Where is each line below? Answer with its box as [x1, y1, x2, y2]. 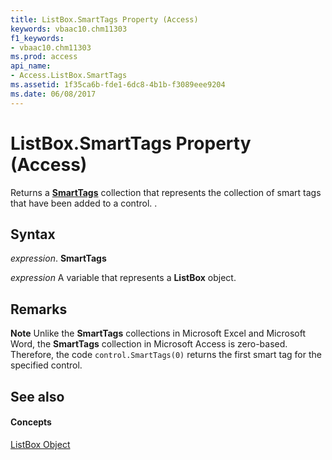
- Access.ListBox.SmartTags [10, 71, 128, 81]
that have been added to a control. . [10, 197, 158, 209]
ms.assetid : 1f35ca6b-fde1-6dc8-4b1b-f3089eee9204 [10, 80, 226, 90]
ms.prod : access [10, 52, 78, 62]
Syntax [10, 226, 56, 243]
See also [10, 388, 65, 405]
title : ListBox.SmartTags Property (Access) [10, 14, 199, 25]
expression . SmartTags [10, 252, 107, 265]
